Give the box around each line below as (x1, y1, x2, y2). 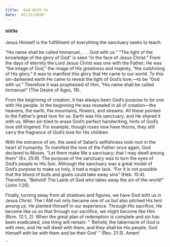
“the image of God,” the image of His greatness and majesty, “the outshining (5, 65, 165, 71)
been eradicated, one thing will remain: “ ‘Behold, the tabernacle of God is (5, 219, 160, 225)
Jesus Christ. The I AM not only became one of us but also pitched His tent (5, 197, 162, 203)
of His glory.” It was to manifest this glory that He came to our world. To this (5, 71, 164, 77)
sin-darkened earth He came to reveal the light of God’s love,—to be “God (5, 76, 160, 82)
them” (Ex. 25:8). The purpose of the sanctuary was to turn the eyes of (5, 155, 154, 161)
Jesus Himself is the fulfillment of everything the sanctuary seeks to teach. (5, 39, 162, 45)
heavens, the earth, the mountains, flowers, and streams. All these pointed (5, 107, 161, 113)
